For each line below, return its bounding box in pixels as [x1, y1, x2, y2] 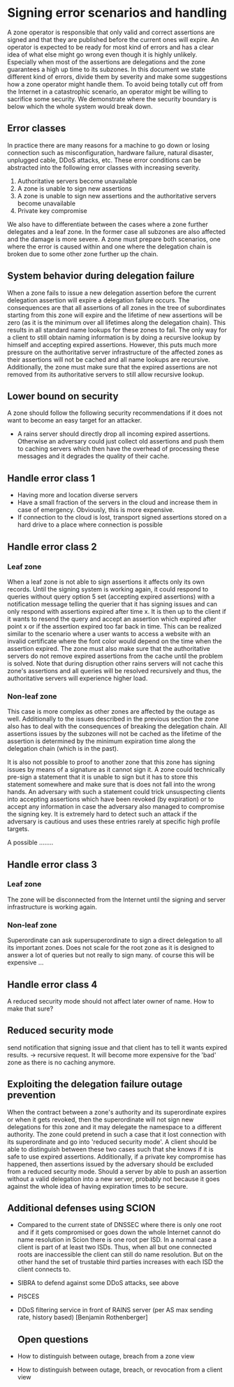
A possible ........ [7, 838, 54, 846]
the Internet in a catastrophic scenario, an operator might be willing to [7, 87, 208, 96]
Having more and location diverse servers [17, 491, 138, 499]
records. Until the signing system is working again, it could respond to [7, 585, 209, 593]
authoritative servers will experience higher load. [7, 674, 148, 682]
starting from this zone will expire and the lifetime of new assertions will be [7, 311, 223, 319]
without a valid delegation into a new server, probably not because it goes [7, 1175, 220, 1183]
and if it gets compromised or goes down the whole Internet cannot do [17, 1228, 221, 1237]
